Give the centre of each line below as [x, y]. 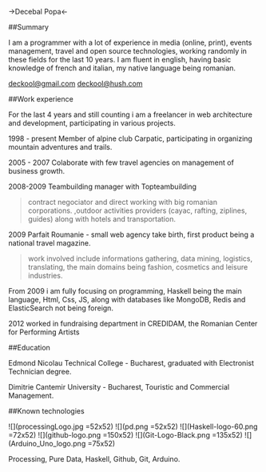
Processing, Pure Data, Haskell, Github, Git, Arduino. [94, 459]
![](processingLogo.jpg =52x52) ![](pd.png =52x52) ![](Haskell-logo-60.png [133, 426]
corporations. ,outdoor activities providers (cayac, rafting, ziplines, [137, 210]
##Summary [29, 27]
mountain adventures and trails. [60, 147]
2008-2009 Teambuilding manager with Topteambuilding [103, 186]
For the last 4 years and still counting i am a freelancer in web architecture [131, 114]
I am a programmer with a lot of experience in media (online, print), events [130, 42]
